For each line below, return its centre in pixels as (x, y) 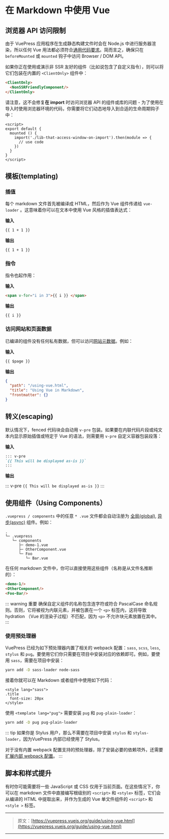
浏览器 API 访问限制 (36, 30)
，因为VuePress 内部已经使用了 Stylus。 (60, 739)
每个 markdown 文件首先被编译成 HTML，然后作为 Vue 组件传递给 (74, 204)
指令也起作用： (21, 275)
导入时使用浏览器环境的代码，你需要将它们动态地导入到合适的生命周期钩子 (82, 108)
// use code (31, 142)
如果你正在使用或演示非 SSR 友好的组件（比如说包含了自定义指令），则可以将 (84, 67)
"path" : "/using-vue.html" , (39, 386)
